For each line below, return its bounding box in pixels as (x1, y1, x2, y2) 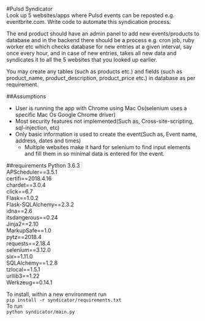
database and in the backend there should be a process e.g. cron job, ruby (6, 37, 195, 43)
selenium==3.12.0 (6, 246, 51, 253)
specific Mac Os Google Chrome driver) (15, 111, 116, 118)
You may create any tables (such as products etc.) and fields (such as (6, 68, 182, 75)
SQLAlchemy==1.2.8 (6, 259, 58, 267)
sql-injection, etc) (15, 124, 60, 131)
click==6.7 (6, 188, 33, 195)
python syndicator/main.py (6, 309, 75, 315)
